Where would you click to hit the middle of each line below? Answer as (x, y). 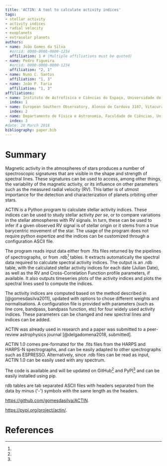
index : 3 (19, 121)
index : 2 (19, 112)
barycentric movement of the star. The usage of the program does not (77, 231)
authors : (14, 42)
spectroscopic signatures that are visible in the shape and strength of (76, 174)
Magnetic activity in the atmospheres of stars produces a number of (75, 168)
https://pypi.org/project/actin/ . (36, 410)
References (29, 430)
